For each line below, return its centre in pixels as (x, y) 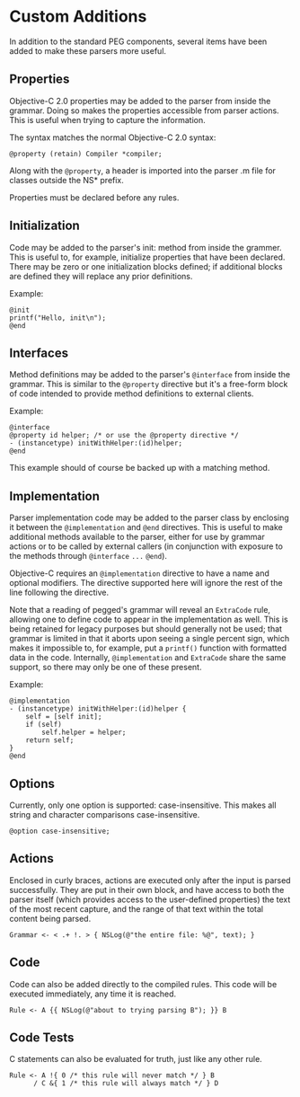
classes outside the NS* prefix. (66, 180)
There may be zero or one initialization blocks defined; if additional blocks (146, 266)
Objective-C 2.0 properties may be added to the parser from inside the (140, 101)
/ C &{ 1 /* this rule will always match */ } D (126, 1084)
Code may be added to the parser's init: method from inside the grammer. (146, 247)
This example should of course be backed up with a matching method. (140, 468)
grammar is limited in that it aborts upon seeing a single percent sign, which (150, 639)
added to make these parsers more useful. (88, 50)
